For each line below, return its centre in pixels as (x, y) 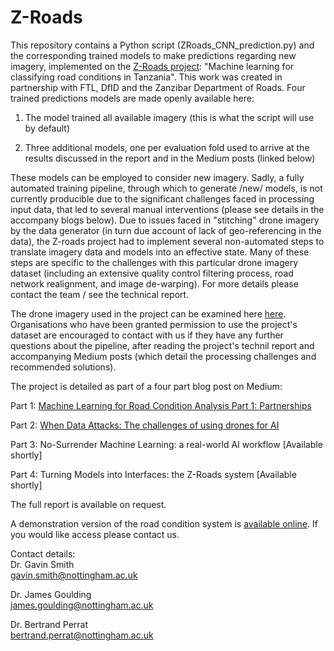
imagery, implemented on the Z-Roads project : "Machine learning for (152, 66)
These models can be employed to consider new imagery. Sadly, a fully (157, 177)
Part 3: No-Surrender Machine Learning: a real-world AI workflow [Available (166, 444)
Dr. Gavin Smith (42, 564)
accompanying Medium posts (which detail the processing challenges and (163, 356)
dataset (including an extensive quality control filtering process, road (152, 273)
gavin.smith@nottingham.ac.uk (74, 575)
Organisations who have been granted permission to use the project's (154, 324)
